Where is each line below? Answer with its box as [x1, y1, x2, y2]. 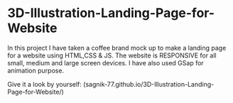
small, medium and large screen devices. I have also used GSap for [7, 58, 204, 67]
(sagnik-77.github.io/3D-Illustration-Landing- [82, 80, 215, 88]
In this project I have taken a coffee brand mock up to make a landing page [7, 43, 227, 52]
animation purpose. [7, 66, 65, 75]
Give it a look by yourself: [7, 80, 82, 88]
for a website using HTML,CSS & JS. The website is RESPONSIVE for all [7, 51, 217, 60]
